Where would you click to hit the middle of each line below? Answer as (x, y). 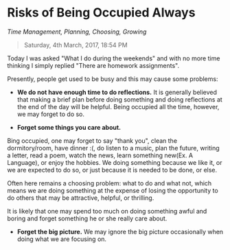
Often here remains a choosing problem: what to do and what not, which (110, 183)
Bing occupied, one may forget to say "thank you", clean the (92, 140)
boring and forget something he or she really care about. (87, 218)
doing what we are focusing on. (62, 239)
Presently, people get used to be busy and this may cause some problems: (113, 79)
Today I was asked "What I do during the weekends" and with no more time (114, 58)
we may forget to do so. (50, 114)
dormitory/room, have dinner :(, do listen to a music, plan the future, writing (113, 148)
